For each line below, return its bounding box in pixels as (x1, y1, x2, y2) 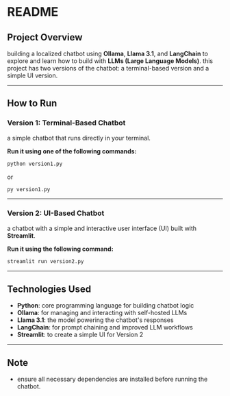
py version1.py (7, 186, 51, 193)
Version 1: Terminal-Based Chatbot (7, 118, 126, 127)
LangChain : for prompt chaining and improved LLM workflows (16, 323, 193, 332)
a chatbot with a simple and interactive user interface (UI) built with (7, 224, 197, 232)
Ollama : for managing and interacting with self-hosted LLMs (16, 309, 188, 317)
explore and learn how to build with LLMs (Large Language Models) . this (7, 57, 214, 65)
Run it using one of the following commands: (7, 147, 137, 155)
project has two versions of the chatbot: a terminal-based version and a (7, 64, 209, 72)
